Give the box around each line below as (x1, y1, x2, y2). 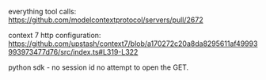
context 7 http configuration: (8, 31, 101, 40)
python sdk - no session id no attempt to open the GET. (8, 63, 189, 72)
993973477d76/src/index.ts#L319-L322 (8, 48, 139, 56)
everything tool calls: (8, 7, 77, 16)
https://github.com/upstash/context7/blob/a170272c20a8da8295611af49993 (8, 39, 258, 48)
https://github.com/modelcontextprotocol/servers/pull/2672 (8, 15, 203, 25)
